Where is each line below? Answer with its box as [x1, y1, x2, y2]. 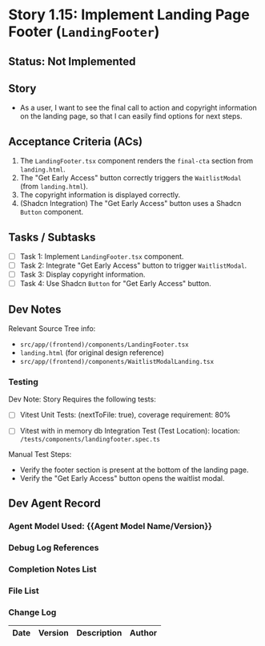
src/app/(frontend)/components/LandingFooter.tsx [19, 341, 190, 349]
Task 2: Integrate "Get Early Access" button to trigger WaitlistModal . [19, 260, 247, 270]
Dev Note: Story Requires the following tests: [8, 394, 156, 404]
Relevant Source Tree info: [8, 324, 96, 333]
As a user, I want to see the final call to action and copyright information [19, 103, 258, 113]
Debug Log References [8, 542, 99, 553]
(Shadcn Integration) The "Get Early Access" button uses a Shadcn [19, 199, 242, 208]
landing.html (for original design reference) [19, 348, 164, 357]
